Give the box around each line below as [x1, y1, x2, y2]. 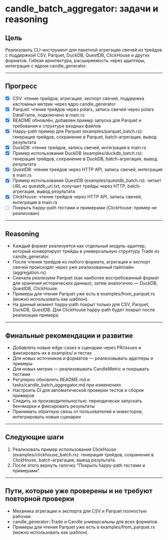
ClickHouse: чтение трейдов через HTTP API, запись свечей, [12, 194, 142, 200]
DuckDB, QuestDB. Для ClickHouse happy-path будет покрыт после [12, 307, 155, 313]
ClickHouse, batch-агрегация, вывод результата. [12, 457, 116, 463]
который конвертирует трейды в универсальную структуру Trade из [12, 248, 159, 254]
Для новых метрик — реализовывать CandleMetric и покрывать [12, 366, 149, 372]
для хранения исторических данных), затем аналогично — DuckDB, [12, 280, 158, 286]
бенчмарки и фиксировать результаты [12, 403, 95, 409]
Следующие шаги [5, 433, 64, 441]
